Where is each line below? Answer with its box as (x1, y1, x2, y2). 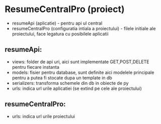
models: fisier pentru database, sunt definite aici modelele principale (12, 69, 154, 75)
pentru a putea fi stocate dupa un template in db (12, 74, 113, 81)
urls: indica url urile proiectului (12, 113, 75, 119)
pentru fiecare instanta (12, 64, 60, 70)
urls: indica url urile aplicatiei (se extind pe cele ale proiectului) (12, 85, 142, 91)
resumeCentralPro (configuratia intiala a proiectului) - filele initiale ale (12, 25, 156, 31)
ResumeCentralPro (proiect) (5, 4, 125, 15)
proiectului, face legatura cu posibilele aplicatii (12, 31, 109, 37)
